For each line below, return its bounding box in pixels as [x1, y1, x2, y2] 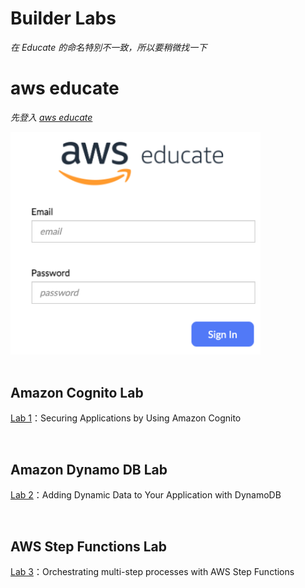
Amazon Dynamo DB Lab [10, 461, 168, 478]
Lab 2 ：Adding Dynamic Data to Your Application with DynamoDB [10, 489, 282, 501]
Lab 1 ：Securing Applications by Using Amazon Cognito [10, 412, 242, 424]
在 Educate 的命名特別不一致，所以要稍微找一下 [10, 41, 208, 53]
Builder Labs [10, 7, 117, 30]
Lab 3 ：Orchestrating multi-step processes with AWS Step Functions [10, 566, 295, 578]
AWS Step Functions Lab [10, 538, 168, 555]
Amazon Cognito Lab [10, 385, 144, 402]
